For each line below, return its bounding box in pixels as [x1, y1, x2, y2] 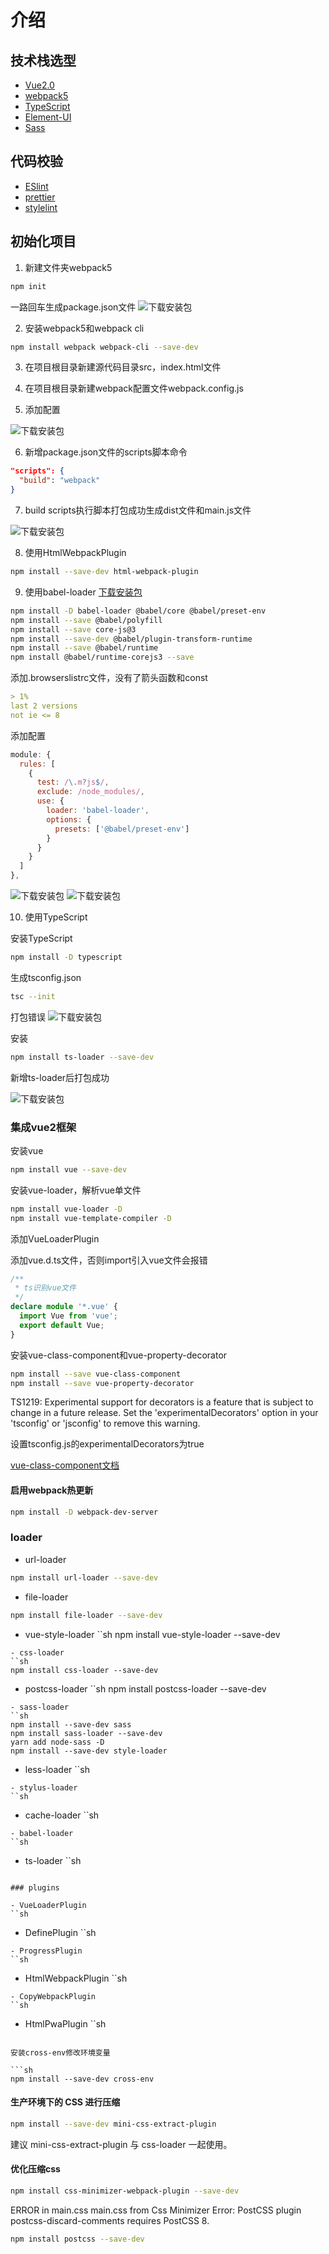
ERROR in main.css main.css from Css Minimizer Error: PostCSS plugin [10, 2204, 302, 2216]
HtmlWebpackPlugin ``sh [24, 1972, 128, 1984]
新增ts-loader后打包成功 [10, 1071, 110, 1083]
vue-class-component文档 [10, 1459, 120, 1471]
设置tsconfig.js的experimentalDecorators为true [10, 1438, 205, 1450]
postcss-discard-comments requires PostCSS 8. [10, 2214, 210, 2226]
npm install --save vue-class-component [10, 1369, 182, 1379]
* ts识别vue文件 [14, 1283, 77, 1293]
